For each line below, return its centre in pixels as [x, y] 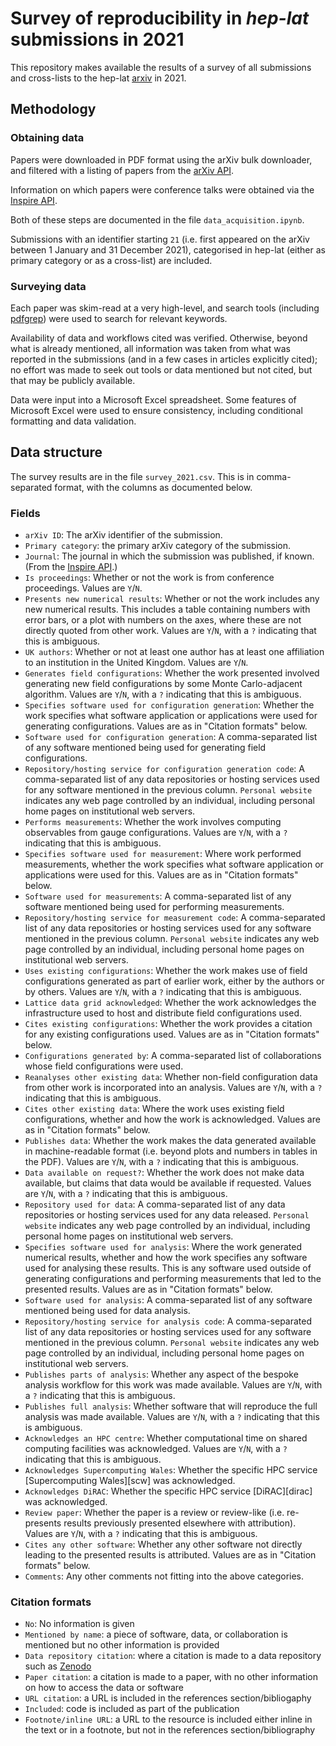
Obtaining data [47, 138]
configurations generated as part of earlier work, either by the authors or [174, 981]
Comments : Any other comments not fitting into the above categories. [164, 1576]
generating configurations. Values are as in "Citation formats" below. [166, 726]
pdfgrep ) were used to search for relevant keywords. [119, 318]
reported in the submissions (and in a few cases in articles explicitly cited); [164, 359]
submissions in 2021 [97, 39]
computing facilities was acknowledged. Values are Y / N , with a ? [156, 1449]
